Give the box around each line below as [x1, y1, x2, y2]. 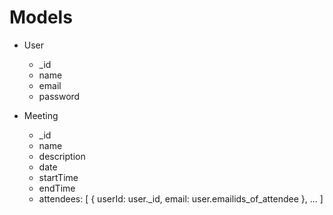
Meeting [23, 109, 59, 121]
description [38, 150, 86, 162]
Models [9, 6, 73, 29]
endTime [38, 182, 76, 194]
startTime [38, 171, 79, 183]
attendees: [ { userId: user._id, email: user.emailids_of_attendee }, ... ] [38, 192, 324, 205]
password [38, 90, 81, 102]
